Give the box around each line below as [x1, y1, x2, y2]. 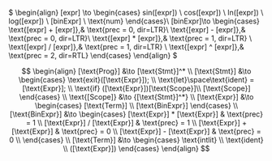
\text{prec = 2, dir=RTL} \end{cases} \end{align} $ [8, 51, 178, 60]
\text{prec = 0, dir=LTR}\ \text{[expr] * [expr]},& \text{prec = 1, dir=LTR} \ [8, 33, 253, 43]
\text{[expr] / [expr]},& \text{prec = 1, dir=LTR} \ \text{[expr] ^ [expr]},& [8, 42, 245, 52]
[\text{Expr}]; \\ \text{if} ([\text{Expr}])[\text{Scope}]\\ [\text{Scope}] [22, 83, 251, 93]
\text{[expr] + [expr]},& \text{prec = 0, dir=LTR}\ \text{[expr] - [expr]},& [8, 25, 246, 34]
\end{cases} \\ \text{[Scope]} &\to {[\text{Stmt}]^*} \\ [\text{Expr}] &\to [19, 92, 254, 101]
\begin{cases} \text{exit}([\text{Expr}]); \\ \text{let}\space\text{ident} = [18, 75, 255, 84]
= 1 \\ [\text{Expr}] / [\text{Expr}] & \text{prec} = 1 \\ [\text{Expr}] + [25, 118, 248, 127]
